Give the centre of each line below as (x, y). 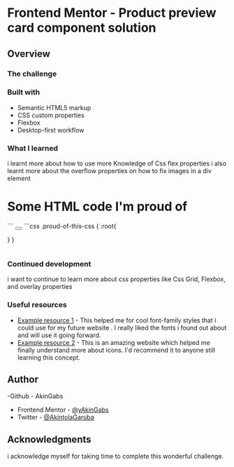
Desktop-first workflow (51, 130)
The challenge (32, 74)
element (19, 178)
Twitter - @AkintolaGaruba (56, 417)
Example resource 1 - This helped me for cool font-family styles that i (117, 320)
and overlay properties (40, 287)
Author (23, 380)
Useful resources (37, 305)
